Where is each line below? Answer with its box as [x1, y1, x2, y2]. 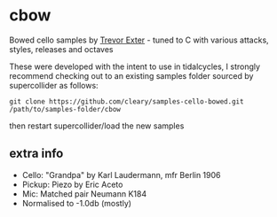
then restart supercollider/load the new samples [9, 120, 185, 131]
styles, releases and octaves [9, 43, 114, 54]
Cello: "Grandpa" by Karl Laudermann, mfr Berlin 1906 [21, 169, 221, 180]
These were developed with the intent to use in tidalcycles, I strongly [9, 61, 260, 72]
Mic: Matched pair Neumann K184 [21, 188, 147, 199]
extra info [9, 146, 64, 161]
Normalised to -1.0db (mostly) [21, 198, 131, 208]
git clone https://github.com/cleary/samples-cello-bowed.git [9, 97, 244, 106]
